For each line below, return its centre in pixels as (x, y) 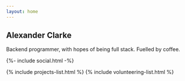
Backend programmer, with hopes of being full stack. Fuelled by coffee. (93, 49)
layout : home (22, 11)
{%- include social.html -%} (40, 61)
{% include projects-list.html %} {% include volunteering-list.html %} (90, 72)
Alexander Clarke (39, 36)
